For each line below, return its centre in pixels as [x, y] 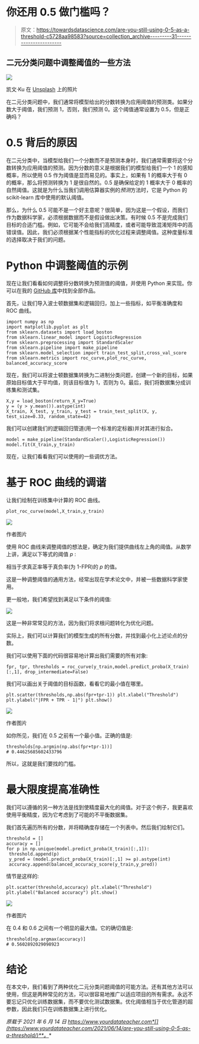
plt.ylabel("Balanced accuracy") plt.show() [62, 892]
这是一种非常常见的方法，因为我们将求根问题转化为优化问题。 [81, 623]
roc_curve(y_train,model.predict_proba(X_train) [128, 667]
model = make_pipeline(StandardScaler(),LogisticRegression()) [86, 439]
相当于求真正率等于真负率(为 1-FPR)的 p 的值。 [63, 567]
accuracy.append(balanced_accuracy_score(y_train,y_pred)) [83, 864]
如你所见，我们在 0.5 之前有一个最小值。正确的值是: [69, 735]
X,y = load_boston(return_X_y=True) [51, 401]
